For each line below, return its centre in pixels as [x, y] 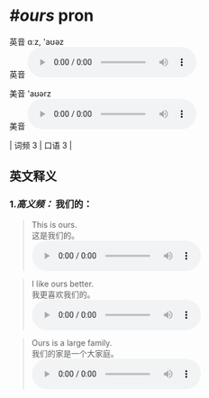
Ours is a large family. [72, 342]
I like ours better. [63, 284]
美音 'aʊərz [31, 93]
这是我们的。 [55, 235]
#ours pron [52, 16]
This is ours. [54, 224]
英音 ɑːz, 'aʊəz [37, 41]
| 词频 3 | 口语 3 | [41, 145]
